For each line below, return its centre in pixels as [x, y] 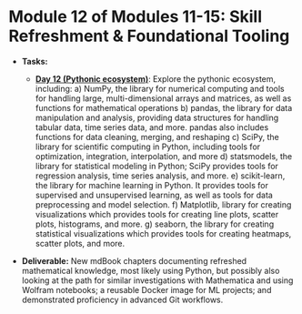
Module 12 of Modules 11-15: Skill [136, 17]
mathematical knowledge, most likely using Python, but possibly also [151, 270]
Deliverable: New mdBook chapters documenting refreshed [134, 260]
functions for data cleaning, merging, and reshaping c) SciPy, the [157, 137]
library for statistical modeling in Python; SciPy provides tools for [157, 166]
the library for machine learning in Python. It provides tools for [152, 185]
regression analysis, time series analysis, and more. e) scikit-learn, [160, 176]
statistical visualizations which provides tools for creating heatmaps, [163, 233]
